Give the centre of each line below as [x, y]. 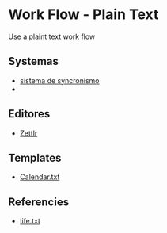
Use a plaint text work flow [52, 36]
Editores [29, 114]
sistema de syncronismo [59, 80]
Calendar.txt [40, 177]
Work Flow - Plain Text [83, 15]
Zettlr [28, 133]
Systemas [34, 61]
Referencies [39, 202]
